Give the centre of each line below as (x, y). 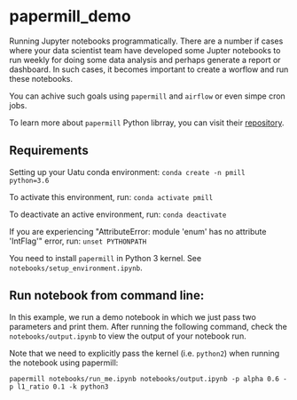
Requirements (49, 151)
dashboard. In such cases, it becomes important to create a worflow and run (149, 69)
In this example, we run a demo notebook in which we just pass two (133, 316)
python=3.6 (29, 180)
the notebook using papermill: (64, 363)
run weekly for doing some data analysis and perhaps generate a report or (145, 60)
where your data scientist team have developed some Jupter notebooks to (145, 50)
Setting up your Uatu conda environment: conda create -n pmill (127, 172)
